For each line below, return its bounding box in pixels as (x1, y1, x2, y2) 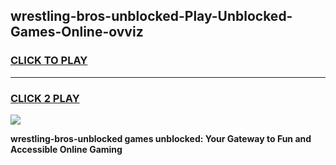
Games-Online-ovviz (10, 24, 144, 41)
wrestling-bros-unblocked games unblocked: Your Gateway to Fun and (10, 132, 312, 144)
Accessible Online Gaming (10, 143, 123, 155)
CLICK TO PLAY (10, 54, 88, 68)
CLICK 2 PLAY (10, 91, 80, 105)
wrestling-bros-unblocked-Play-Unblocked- (10, 8, 293, 25)
